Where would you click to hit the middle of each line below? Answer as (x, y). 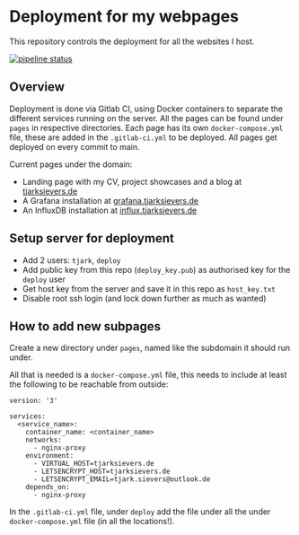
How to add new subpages (85, 326)
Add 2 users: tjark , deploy (71, 260)
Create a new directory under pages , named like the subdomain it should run (150, 348)
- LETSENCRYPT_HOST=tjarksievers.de (101, 472)
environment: (50, 456)
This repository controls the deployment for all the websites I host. (132, 41)
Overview (37, 87)
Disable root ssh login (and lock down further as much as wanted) (144, 298)
